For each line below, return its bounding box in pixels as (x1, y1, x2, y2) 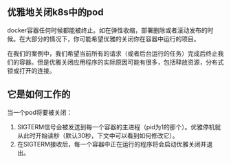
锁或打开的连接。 (7, 66, 56, 74)
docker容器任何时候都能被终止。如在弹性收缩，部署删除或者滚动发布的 (7, 26, 208, 34)
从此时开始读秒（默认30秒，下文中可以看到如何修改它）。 (16, 131, 179, 140)
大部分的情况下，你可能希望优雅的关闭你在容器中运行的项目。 (25, 34, 200, 43)
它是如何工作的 (7, 89, 71, 100)
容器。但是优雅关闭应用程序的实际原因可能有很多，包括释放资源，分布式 (19, 58, 224, 66)
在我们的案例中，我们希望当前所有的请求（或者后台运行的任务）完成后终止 (7, 49, 218, 57)
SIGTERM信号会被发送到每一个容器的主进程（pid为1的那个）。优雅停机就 (16, 122, 221, 131)
